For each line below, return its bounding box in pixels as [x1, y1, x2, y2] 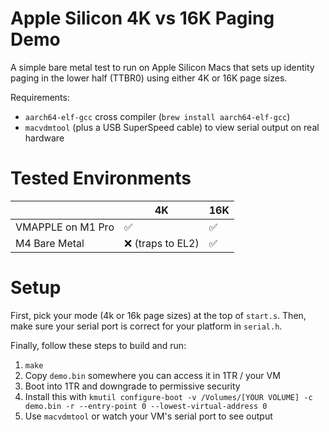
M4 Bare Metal [15, 236, 85, 250]
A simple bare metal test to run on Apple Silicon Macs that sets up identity [10, 61, 315, 73]
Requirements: [10, 91, 70, 103]
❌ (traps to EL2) [123, 236, 200, 250]
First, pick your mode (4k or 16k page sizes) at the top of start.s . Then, [10, 309, 307, 321]
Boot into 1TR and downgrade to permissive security [24, 380, 241, 392]
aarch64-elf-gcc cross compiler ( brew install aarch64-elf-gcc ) [24, 110, 291, 122]
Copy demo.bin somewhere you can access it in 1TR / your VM [24, 369, 281, 381]
